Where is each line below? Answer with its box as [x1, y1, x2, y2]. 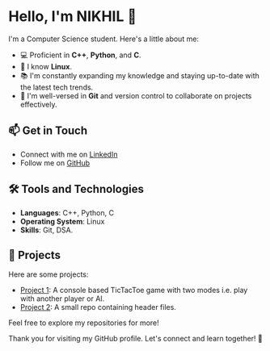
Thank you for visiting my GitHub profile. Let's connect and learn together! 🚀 [8, 334, 263, 344]
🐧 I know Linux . [19, 61, 73, 71]
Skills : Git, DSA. [19, 225, 74, 235]
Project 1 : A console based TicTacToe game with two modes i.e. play [19, 286, 248, 295]
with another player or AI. [19, 294, 105, 303]
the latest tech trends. [19, 82, 94, 92]
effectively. [19, 99, 57, 109]
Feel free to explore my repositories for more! [8, 318, 159, 328]
